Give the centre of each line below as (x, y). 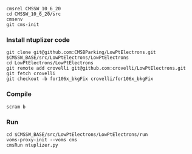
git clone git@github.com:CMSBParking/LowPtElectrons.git (81, 52)
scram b (16, 107)
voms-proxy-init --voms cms (42, 139)
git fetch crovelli (31, 74)
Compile (19, 94)
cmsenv (15, 19)
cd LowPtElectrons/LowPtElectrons (50, 63)
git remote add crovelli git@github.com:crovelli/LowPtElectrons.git (96, 69)
